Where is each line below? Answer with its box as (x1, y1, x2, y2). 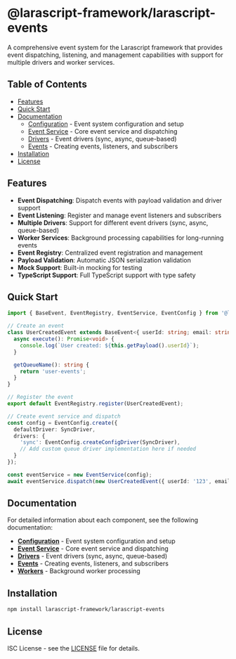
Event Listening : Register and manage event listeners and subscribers (17, 211, 222, 219)
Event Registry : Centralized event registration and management (17, 248, 203, 257)
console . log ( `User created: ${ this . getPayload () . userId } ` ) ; (20, 342, 199, 349)
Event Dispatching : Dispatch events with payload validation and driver (17, 196, 223, 205)
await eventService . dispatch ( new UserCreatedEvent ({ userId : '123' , (7, 478, 212, 485)
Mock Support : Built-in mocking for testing (17, 263, 143, 271)
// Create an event (7, 322, 65, 330)
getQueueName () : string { (13, 361, 90, 369)
